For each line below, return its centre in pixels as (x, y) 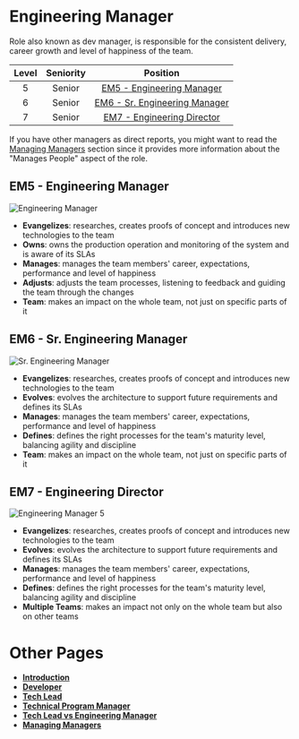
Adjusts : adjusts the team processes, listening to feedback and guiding (154, 282)
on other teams (50, 616)
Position (162, 73)
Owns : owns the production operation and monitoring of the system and (155, 245)
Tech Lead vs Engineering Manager (90, 716)
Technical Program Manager (76, 706)
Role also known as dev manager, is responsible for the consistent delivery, (148, 41)
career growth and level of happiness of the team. (102, 50)
